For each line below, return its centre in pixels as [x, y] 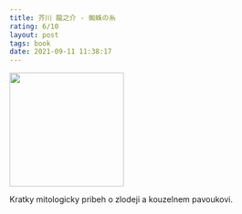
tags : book [30, 43]
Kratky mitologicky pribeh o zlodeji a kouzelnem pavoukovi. [121, 199]
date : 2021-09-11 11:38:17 [61, 52]
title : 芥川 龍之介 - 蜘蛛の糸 [63, 18]
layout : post [34, 35]
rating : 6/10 [34, 26]
